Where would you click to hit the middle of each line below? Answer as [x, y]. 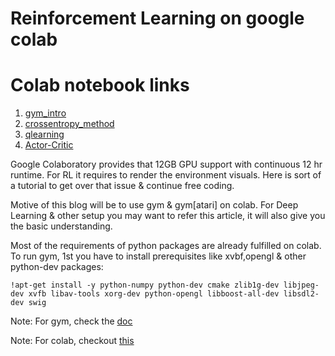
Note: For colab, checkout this [72, 341]
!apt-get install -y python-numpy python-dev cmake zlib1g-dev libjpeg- [165, 285]
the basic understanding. [61, 226]
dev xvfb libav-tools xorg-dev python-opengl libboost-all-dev [145, 294]
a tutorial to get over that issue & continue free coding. [122, 186]
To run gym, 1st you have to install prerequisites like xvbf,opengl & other [158, 256]
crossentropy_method [69, 124]
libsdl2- [301, 294]
